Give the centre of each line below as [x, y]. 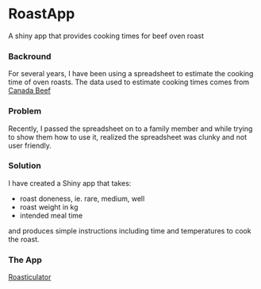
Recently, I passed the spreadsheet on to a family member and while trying [130, 129]
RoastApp [42, 14]
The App [25, 260]
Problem [25, 111]
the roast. [24, 239]
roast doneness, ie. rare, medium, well [82, 198]
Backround [30, 56]
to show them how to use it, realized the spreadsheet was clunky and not [128, 137]
